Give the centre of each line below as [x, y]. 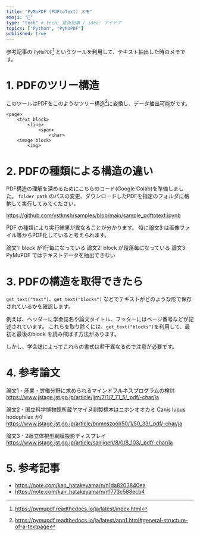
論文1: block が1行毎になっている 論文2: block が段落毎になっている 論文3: [96, 248]
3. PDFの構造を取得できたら [75, 282]
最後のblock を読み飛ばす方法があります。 [68, 334]
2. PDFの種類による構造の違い [80, 171]
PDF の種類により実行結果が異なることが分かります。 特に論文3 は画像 [93, 228]
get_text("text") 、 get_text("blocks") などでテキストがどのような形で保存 [99, 299]
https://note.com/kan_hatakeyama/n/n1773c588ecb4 [80, 492]
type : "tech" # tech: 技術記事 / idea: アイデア [64, 23]
